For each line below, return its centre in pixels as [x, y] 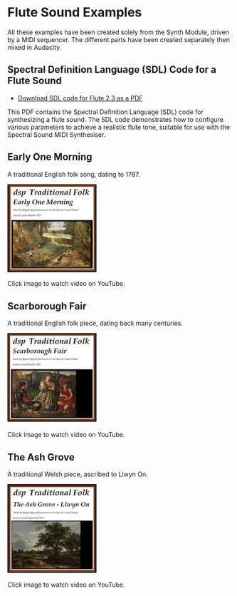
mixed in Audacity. [35, 47]
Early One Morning [50, 157]
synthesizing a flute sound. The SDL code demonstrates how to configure [116, 119]
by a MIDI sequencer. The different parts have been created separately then [118, 39]
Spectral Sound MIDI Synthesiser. [57, 134]
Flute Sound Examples [75, 12]
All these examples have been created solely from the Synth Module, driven [118, 32]
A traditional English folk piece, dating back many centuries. [95, 323]
